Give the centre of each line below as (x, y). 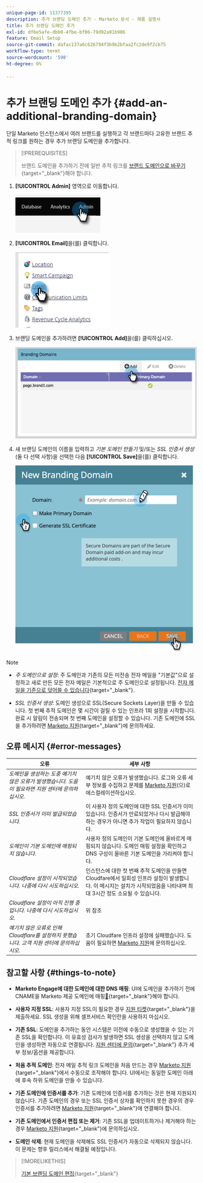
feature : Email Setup (34, 38)
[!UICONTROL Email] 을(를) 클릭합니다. (62, 243)
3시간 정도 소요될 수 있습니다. (126, 894)
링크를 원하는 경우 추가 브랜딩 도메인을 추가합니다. (71, 141)
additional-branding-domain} (82, 116)
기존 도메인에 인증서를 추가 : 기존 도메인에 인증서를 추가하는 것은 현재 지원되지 (106, 1093)
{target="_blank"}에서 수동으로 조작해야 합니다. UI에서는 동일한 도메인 (98, 1072)
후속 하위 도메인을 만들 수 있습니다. (63, 1080)
